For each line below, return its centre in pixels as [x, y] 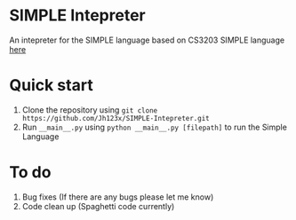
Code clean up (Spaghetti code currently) [98, 206]
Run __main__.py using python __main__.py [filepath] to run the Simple [154, 127]
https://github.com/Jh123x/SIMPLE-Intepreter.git [116, 118]
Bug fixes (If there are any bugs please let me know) [118, 197]
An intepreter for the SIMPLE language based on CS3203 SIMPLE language [147, 40]
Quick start [51, 86]
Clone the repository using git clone [90, 110]
